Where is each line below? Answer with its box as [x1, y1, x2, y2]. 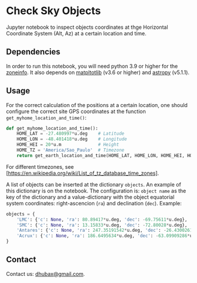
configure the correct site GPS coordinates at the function [6, 108, 146, 115]
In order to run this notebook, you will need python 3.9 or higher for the [6, 62, 178, 69]
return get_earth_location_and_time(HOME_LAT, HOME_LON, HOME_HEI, [16, 152, 185, 158]
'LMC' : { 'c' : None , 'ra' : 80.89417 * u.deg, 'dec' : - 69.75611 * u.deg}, [16, 217, 188, 222]
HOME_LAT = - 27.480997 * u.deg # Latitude [16, 131, 125, 136]
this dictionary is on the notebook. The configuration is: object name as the [6, 187, 186, 194]
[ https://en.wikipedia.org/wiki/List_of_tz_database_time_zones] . [6, 169, 159, 177]
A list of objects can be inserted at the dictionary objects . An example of [6, 181, 182, 188]
